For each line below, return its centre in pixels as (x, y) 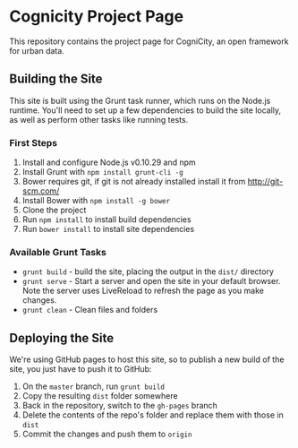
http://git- (265, 182)
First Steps (34, 142)
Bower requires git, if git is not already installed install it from (134, 182)
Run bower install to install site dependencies (108, 229)
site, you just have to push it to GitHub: (81, 369)
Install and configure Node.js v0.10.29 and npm (109, 162)
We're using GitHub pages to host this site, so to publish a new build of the (147, 359)
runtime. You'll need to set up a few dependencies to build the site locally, (145, 110)
